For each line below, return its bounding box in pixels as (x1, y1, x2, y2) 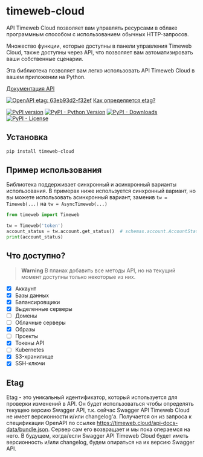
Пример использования (6, 165, 102, 176)
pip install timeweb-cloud (6, 148, 74, 155)
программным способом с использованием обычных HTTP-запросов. (6, 30, 189, 37)
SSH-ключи (14, 360, 45, 367)
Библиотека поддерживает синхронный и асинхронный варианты (6, 181, 177, 188)
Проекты (14, 333, 38, 340)
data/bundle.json (6, 426, 48, 433)
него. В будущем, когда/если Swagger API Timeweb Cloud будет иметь (6, 432, 189, 439)
